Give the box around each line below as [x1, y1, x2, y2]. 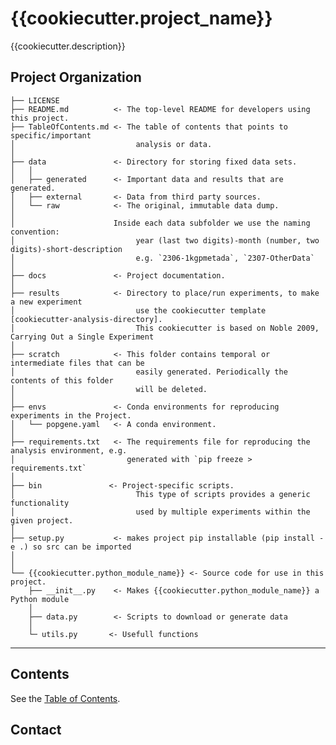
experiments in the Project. [10, 410, 132, 421]
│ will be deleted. [10, 384, 208, 394]
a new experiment [10, 297, 83, 307]
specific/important [10, 130, 92, 141]
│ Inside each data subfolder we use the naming [10, 218, 311, 228]
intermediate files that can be [10, 358, 145, 368]
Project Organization [10, 69, 142, 86]
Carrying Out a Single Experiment [10, 332, 155, 342]
